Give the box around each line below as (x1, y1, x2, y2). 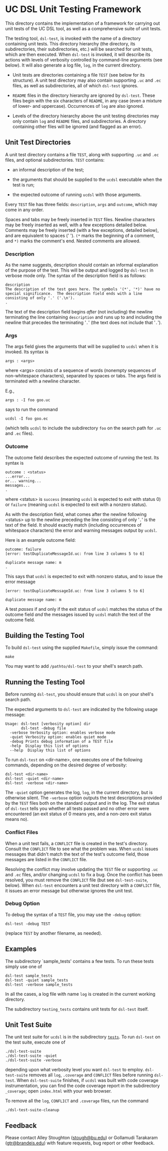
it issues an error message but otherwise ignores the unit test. (5, 887, 133, 893)
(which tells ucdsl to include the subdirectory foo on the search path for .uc (5, 425, 161, 431)
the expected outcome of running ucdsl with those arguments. (12, 191, 142, 198)
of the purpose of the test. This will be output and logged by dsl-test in (5, 267, 154, 273)
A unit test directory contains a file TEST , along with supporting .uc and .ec (5, 151, 159, 157)
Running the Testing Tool (5, 678, 85, 686)
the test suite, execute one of (5, 1039, 66, 1045)
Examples (5, 945, 37, 953)
